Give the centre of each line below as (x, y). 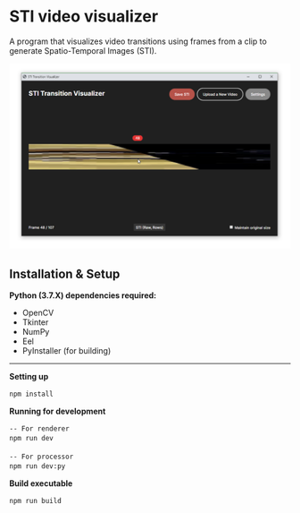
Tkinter (35, 322)
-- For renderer (39, 428)
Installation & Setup (65, 274)
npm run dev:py (37, 466)
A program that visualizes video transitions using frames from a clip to (138, 41)
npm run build (36, 501)
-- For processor (42, 457)
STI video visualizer (84, 17)
